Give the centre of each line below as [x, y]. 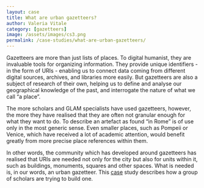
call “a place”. [24, 96]
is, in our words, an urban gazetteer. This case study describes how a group [102, 172]
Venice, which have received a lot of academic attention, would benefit [96, 134]
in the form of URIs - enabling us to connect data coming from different [96, 70]
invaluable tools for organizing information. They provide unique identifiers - [102, 64]
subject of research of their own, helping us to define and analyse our [94, 84]
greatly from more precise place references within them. [77, 141]
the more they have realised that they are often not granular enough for [96, 115]
